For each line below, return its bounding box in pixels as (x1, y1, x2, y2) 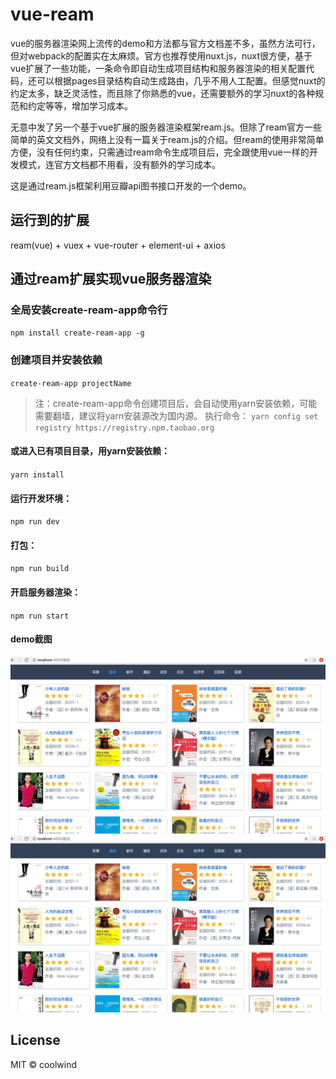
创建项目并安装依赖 (10, 353, 103, 367)
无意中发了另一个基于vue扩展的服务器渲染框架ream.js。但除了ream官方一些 (10, 121, 323, 133)
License (10, 1032, 61, 1049)
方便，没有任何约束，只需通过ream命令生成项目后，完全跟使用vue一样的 (10, 146, 310, 158)
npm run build (10, 564, 70, 574)
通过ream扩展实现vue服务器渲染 (10, 271, 212, 288)
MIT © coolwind (10, 1058, 77, 1070)
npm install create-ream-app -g (10, 328, 145, 338)
